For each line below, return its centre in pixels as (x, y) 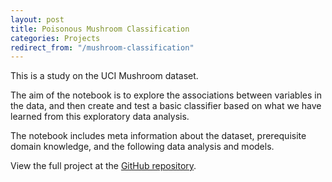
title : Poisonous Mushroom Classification (100, 29)
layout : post (37, 19)
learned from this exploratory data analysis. (100, 117)
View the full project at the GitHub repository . (103, 166)
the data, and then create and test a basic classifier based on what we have (166, 106)
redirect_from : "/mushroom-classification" (102, 47)
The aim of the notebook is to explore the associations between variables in (166, 95)
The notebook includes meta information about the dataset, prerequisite (158, 136)
